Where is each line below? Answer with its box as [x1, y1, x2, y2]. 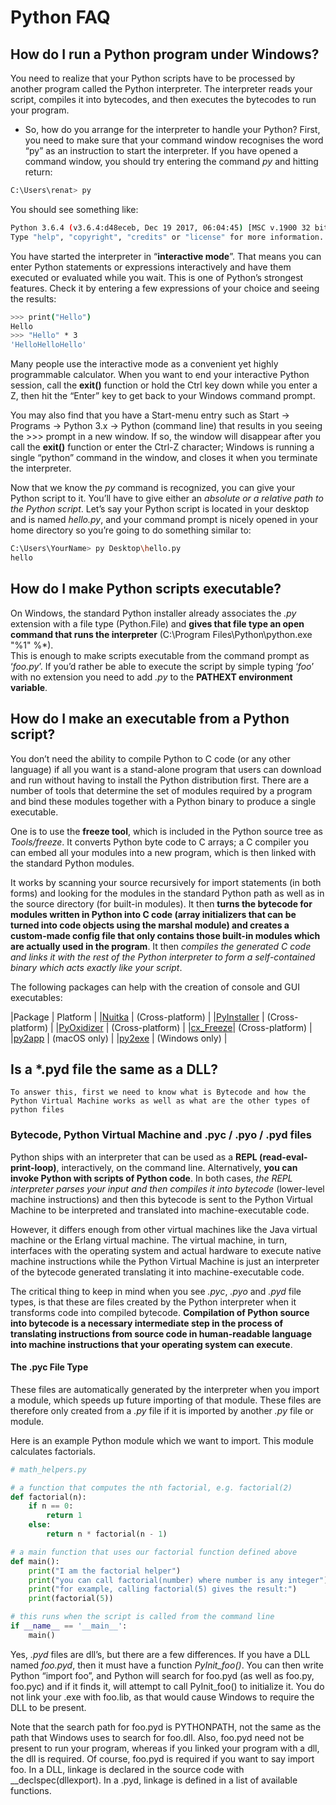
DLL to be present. [10, 1701, 87, 1713]
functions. [10, 1784, 52, 1796]
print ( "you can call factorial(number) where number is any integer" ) [28, 1575, 329, 1585]
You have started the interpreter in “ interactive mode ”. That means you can [10, 250, 322, 262]
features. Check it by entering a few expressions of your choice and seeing [10, 282, 320, 294]
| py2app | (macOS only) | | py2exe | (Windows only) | [10, 1032, 228, 1044]
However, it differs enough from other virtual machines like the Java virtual [10, 1223, 318, 1235]
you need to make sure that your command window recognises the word [24, 134, 324, 146]
